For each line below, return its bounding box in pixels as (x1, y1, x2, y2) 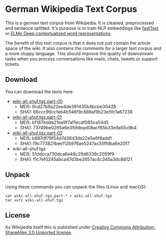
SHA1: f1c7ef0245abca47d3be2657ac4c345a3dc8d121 (19, 156, 133, 162)
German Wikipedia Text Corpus (5, 3, 138, 15)
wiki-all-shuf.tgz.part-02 (12, 130, 63, 136)
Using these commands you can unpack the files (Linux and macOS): (5, 183, 147, 189)
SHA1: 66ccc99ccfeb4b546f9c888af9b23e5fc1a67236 (19, 109, 133, 115)
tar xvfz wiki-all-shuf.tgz (5, 197, 64, 203)
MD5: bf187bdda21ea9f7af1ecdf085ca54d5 (19, 119, 109, 125)
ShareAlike (5, 230, 27, 236)
